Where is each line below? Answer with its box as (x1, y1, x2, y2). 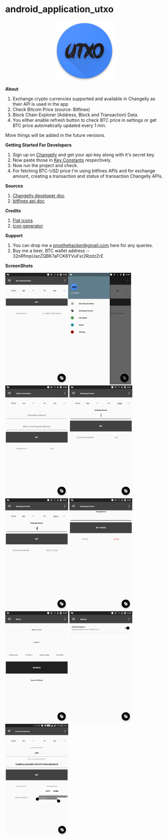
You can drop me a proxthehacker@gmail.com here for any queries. (12, 242, 153, 248)
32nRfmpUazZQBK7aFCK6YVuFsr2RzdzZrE (12, 253, 104, 259)
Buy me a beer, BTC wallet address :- (12, 248, 90, 254)
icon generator (12, 222, 44, 228)
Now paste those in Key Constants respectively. (12, 157, 112, 163)
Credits (5, 207, 21, 213)
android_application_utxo (5, 4, 114, 15)
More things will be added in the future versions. (5, 132, 106, 138)
